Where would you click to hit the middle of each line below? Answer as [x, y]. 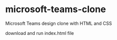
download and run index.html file [40, 33]
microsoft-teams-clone [56, 9]
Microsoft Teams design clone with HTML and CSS [59, 23]
